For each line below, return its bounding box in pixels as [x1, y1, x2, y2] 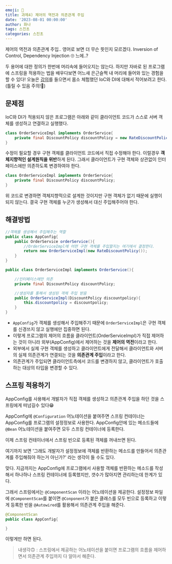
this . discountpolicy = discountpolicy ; [24, 300, 109, 306]
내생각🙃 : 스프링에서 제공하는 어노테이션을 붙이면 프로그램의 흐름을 [17, 547, 153, 553]
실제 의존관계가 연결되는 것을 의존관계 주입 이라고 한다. [18, 352, 126, 358]
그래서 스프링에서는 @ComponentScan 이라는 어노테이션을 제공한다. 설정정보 [5, 488, 154, 495]
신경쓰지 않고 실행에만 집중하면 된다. [18, 326, 91, 332]
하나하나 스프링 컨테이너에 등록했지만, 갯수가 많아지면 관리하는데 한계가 [14, 471, 157, 478]
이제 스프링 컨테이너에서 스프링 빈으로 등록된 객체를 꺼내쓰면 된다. [5, 437, 137, 443]
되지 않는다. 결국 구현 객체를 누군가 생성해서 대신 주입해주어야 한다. [5, 199, 139, 205]
